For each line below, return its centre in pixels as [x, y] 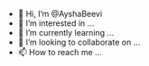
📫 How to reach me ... [60, 52]
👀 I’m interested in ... [56, 23]
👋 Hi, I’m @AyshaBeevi [60, 14]
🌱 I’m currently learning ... [66, 33]
